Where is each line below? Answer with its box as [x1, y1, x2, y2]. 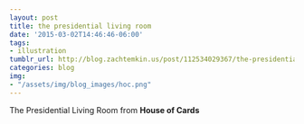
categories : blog [9, 64, 75, 73]
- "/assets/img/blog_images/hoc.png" [9, 80, 152, 89]
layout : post [9, 13, 59, 22]
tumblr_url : [9, 55, 54, 64]
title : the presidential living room [9, 22, 152, 31]
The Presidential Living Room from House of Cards [9, 104, 200, 115]
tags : [9, 38, 30, 48]
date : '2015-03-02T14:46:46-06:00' [9, 30, 144, 39]
